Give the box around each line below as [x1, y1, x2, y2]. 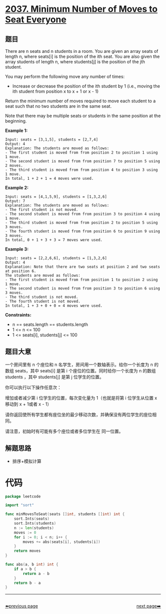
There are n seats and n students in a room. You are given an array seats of [5, 48, 159, 54]
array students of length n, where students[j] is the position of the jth [5, 59, 145, 65]
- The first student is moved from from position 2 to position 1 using [5, 150, 158, 155]
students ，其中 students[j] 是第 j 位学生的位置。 [5, 374, 104, 380]
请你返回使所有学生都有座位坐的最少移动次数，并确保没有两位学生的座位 [5, 411, 152, 417]
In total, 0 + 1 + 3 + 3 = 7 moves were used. [5, 238, 103, 243]
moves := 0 [14, 530, 37, 535]
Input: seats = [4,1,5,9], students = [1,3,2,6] [5, 194, 107, 199]
